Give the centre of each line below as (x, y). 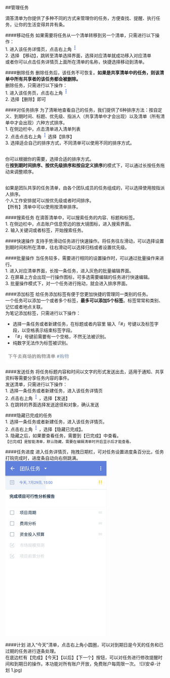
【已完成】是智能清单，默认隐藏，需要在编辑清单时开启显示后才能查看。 (69, 442)
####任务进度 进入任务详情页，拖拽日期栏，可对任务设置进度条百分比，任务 (85, 452)
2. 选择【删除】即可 (26, 99)
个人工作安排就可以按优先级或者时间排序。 (50, 201)
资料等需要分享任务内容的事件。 (38, 378)
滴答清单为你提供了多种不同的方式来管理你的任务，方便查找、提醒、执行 (80, 18)
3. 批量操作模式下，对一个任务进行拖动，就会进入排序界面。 (68, 283)
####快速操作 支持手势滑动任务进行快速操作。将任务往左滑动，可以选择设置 (85, 241)
